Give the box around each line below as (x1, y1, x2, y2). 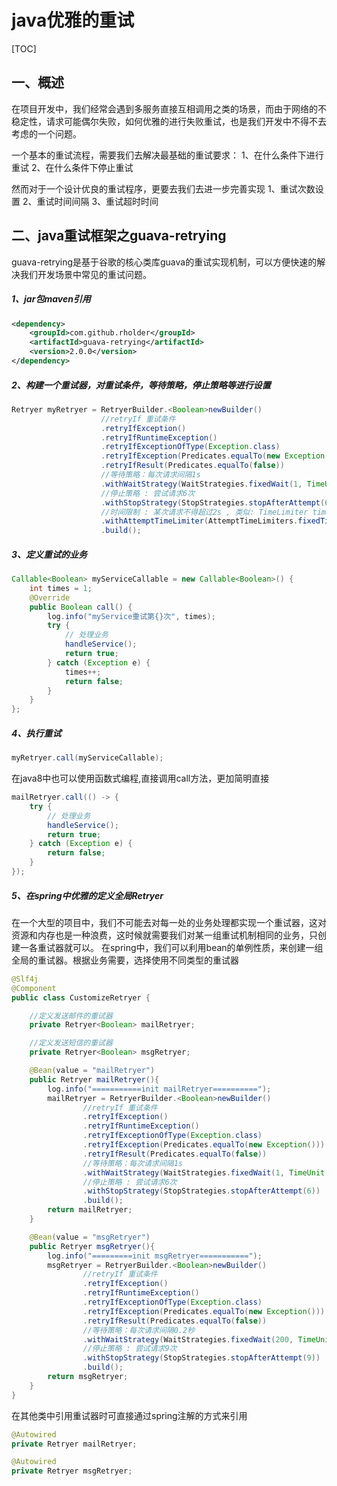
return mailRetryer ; (47, 1205, 133, 1215)
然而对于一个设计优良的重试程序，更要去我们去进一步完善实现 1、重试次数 (11, 182, 316, 195)
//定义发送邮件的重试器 (29, 1011, 113, 1021)
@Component (11, 983, 57, 993)
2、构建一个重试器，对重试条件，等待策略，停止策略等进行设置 (11, 379, 271, 391)
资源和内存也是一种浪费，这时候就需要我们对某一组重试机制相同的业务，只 (11, 929, 318, 941)
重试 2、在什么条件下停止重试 (11, 161, 134, 173)
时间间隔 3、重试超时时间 (54, 195, 159, 207)
